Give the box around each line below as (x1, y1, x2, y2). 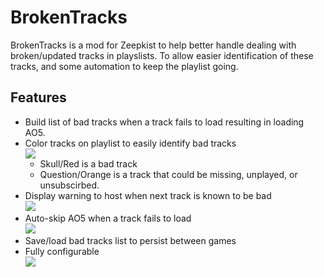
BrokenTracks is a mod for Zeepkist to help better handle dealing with (10, 39, 297, 51)
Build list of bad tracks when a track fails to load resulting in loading (24, 116, 305, 128)
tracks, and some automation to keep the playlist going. (10, 60, 239, 72)
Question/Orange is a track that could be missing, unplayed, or (39, 168, 298, 180)
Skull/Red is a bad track (39, 157, 138, 170)
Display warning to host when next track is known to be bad (24, 189, 272, 201)
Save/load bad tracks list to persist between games (24, 234, 237, 246)
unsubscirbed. (39, 179, 100, 191)
